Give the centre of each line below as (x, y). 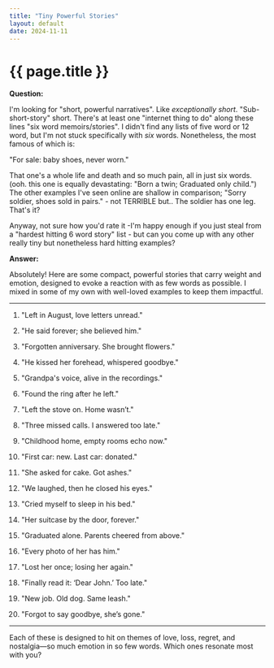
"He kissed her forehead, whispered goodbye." (100, 362)
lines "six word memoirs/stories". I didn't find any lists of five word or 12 (129, 127)
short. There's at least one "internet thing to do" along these (153, 118)
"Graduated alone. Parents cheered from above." (103, 536)
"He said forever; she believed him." (81, 331)
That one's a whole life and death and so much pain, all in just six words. (131, 176)
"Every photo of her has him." (70, 551)
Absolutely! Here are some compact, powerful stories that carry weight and (135, 275)
